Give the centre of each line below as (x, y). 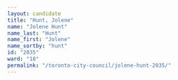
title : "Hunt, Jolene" (40, 20)
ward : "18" (23, 59)
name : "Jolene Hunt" (38, 26)
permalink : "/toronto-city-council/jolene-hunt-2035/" (89, 65)
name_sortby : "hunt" (38, 46)
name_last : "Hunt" (34, 33)
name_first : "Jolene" (39, 40)
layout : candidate (34, 14)
